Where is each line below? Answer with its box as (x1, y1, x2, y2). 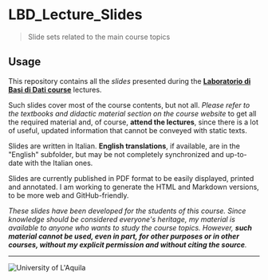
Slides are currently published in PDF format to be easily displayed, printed (8, 173, 254, 183)
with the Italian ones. (24, 158, 93, 168)
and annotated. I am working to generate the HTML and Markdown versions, (8, 182, 259, 191)
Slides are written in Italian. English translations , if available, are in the (8, 141, 241, 151)
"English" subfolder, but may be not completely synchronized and (8, 149, 225, 159)
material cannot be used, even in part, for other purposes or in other (8, 231, 239, 241)
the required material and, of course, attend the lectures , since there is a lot (8, 117, 259, 127)
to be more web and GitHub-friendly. (8, 190, 129, 200)
